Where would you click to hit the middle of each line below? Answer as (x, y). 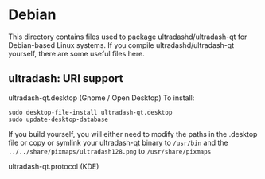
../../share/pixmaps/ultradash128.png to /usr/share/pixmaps (110, 151)
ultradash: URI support (66, 78)
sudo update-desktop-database (58, 119)
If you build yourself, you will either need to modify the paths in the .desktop (133, 134)
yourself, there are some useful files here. (76, 53)
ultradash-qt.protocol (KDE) (54, 166)
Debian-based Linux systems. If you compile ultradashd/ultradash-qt (121, 45)
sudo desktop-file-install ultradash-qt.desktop (90, 112)
